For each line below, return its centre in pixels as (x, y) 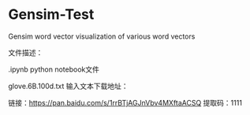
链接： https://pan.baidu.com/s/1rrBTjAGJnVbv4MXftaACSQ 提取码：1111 (125, 102)
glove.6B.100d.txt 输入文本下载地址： (68, 86)
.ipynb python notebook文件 (54, 69)
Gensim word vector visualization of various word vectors (102, 36)
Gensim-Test (51, 15)
